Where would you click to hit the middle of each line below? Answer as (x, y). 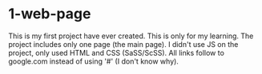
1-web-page (50, 14)
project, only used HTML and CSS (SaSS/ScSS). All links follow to (116, 53)
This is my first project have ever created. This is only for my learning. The (131, 36)
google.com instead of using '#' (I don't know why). (93, 61)
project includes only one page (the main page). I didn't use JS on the (123, 44)
